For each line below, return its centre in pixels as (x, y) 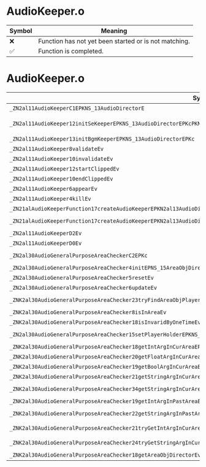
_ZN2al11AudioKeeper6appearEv (54, 189)
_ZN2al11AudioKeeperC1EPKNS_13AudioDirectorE (77, 108)
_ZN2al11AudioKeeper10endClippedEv (61, 179)
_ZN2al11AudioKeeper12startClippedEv (64, 169)
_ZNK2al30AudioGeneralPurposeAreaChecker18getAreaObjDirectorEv (105, 455)
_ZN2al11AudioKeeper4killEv (50, 199)
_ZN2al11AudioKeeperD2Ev (46, 233)
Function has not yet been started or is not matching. (114, 41)
